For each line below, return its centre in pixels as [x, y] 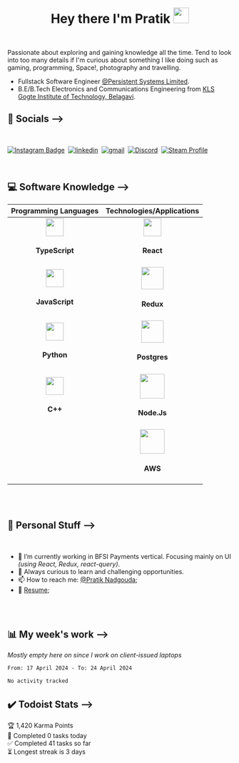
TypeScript [55, 250]
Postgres [152, 357]
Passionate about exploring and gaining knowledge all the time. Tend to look [119, 52]
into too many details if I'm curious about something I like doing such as [113, 60]
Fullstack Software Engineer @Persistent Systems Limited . [103, 81]
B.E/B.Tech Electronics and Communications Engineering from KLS [116, 88]
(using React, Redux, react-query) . [69, 564]
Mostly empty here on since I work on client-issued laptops [95, 655]
